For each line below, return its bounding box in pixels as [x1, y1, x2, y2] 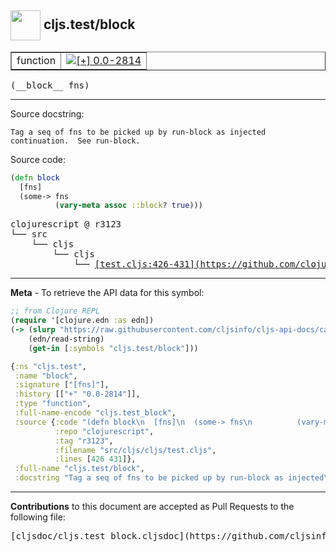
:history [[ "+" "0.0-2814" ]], [14, 389, 141, 400]
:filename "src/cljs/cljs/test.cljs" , [54, 445, 217, 455]
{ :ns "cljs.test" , [10, 361, 87, 371]
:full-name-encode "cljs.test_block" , [14, 408, 177, 418]
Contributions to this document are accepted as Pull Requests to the [10, 501, 295, 513]
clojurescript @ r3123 [10, 219, 122, 230]
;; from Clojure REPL [10, 306, 101, 316]
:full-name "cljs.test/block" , [14, 464, 145, 474]
